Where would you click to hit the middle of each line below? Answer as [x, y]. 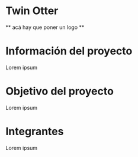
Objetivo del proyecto [60, 91]
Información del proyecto [69, 51]
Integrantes [35, 132]
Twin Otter [32, 11]
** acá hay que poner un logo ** [45, 27]
